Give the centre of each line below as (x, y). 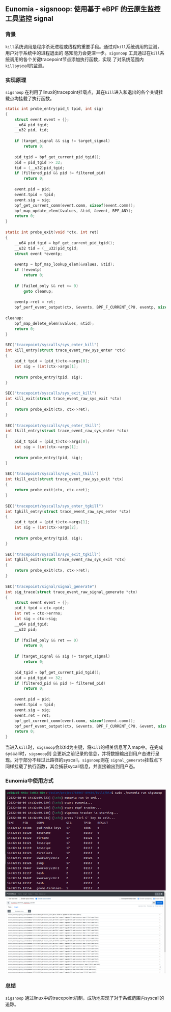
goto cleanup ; (38, 291)
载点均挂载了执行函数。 (30, 98)
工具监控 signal (29, 19)
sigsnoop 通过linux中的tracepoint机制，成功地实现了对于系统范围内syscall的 (85, 998)
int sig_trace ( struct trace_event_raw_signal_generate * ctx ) (72, 592)
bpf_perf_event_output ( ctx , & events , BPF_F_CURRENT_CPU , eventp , (85, 307)
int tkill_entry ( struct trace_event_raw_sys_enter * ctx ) (67, 431)
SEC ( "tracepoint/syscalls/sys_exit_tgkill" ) (53, 554)
